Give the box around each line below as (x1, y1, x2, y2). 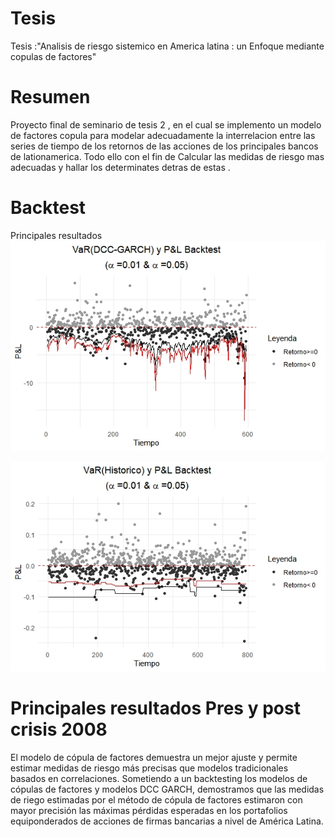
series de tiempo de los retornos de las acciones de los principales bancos (10, 140, 319, 152)
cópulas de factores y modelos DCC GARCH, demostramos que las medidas (10, 783, 325, 795)
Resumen (10, 86, 91, 109)
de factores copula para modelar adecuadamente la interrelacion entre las (10, 129, 316, 141)
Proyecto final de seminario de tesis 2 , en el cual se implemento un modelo (10, 118, 322, 131)
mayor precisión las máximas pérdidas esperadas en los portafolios (10, 804, 288, 816)
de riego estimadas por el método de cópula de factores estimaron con (10, 793, 303, 806)
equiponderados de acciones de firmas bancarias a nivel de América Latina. (10, 815, 324, 827)
